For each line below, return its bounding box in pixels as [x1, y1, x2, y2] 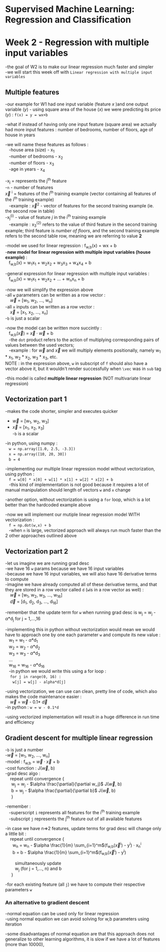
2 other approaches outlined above [5, 533, 77, 539]
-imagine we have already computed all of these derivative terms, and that [5, 581, 157, 587]
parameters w [5, 887, 32, 893]
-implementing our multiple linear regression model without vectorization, [5, 466, 155, 472]
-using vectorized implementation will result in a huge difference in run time [5, 714, 160, 720]
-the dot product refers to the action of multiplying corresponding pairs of [8, 337, 160, 343]
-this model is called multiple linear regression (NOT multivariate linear [5, 375, 151, 381]
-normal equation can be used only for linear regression [5, 910, 119, 916]
